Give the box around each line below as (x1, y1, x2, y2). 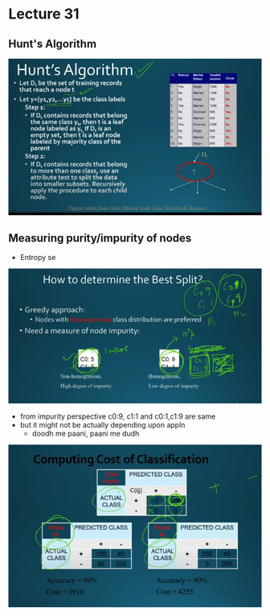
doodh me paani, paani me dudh (31, 428, 140, 438)
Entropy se (19, 253, 56, 263)
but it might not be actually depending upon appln (19, 420, 186, 429)
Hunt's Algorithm (8, 37, 97, 51)
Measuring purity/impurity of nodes (8, 231, 192, 245)
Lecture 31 (8, 5, 80, 23)
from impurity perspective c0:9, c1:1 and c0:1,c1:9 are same (19, 411, 216, 421)
